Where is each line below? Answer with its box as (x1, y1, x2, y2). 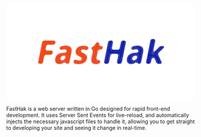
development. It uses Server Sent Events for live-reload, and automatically (6, 112, 190, 118)
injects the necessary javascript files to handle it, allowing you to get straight (6, 118, 195, 125)
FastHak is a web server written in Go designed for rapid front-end (6, 105, 170, 112)
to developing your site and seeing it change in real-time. (6, 124, 147, 131)
